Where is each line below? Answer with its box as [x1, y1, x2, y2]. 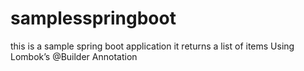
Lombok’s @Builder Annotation [10, 50, 138, 62]
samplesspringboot [10, 7, 177, 30]
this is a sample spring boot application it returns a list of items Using [10, 40, 295, 52]
